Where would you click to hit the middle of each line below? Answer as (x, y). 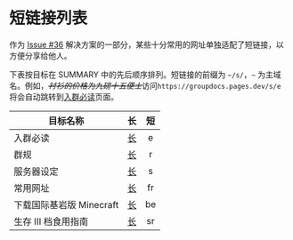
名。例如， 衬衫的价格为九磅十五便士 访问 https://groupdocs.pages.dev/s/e (145, 85)
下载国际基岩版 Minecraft (66, 204)
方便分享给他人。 (41, 55)
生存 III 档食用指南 (51, 221)
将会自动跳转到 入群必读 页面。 (64, 96)
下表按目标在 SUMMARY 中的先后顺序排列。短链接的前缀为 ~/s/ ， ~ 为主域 (146, 74)
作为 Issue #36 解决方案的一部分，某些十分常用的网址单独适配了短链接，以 (146, 44)
